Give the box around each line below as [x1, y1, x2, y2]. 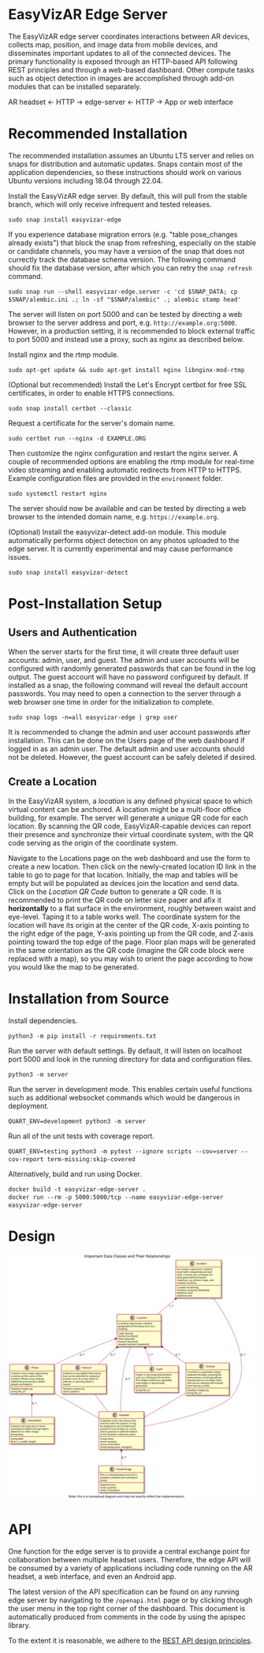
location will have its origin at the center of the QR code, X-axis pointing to [8, 920, 250, 929]
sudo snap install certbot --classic [8, 404, 132, 412]
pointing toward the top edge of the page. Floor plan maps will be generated [8, 936, 256, 947]
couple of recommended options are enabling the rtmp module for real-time [8, 456, 255, 466]
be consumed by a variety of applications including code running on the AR [8, 1563, 254, 1573]
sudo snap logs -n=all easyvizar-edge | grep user [8, 713, 178, 721]
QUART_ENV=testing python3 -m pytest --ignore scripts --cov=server [8, 1147, 238, 1156]
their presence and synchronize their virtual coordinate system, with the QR [8, 829, 254, 839]
